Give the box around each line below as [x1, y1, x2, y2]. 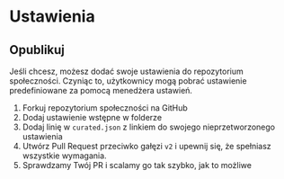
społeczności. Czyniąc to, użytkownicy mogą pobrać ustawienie [9, 76, 247, 86]
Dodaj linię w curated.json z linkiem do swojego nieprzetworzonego [22, 121, 276, 132]
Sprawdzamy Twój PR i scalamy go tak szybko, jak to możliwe [22, 160, 252, 170]
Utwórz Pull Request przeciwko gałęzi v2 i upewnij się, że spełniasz [22, 141, 271, 151]
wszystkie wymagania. [22, 150, 107, 161]
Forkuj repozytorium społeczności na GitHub [22, 103, 189, 113]
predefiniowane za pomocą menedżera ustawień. [9, 85, 193, 95]
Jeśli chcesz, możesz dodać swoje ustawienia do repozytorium [9, 66, 244, 76]
